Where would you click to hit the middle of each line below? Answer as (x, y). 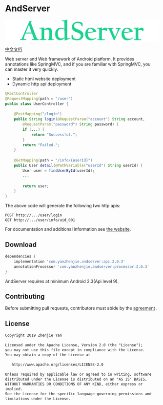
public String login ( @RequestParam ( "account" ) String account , (80, 119)
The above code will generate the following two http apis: (63, 206)
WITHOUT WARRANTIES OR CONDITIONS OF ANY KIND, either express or (74, 384)
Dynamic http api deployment (42, 84)
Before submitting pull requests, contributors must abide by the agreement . (81, 308)
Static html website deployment (44, 79)
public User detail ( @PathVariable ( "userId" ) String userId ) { (78, 166)
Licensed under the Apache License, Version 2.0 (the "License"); (74, 345)
